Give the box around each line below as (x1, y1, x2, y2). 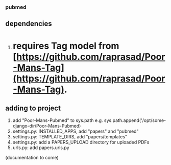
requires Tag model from (12, 40, 119, 52)
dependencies (5, 19, 52, 28)
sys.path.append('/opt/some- (104, 117, 166, 123)
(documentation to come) (5, 155, 59, 161)
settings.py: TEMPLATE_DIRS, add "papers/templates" (12, 134, 128, 140)
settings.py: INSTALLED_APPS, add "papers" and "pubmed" (12, 128, 139, 134)
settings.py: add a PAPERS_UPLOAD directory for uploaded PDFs (12, 139, 150, 146)
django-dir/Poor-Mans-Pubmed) (12, 123, 81, 129)
